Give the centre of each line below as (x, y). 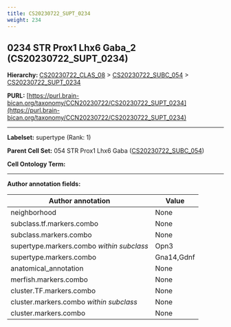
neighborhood (34, 213)
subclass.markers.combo (51, 235)
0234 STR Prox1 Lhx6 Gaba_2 (71, 48)
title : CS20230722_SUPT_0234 (49, 13)
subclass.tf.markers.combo (54, 224)
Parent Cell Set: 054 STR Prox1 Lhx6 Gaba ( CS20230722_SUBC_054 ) (106, 151)
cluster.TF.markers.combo (53, 291)
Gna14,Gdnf (175, 257)
